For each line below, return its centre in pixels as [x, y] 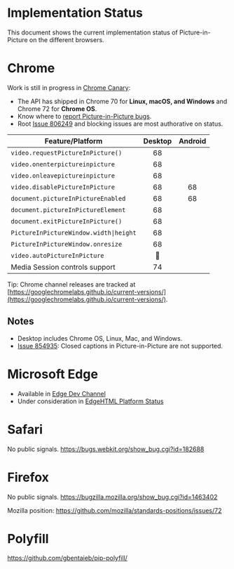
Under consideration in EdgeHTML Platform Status [90, 401]
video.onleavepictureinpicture [63, 176]
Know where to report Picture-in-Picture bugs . [84, 116]
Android [192, 140]
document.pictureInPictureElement [68, 210]
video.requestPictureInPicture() [67, 153]
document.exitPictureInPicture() [67, 221]
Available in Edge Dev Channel [62, 393]
